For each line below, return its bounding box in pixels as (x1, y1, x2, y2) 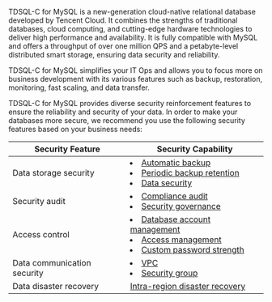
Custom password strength (141, 245, 244, 255)
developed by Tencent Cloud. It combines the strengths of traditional (8, 15, 238, 25)
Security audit (12, 196, 66, 206)
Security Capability (156, 143, 233, 155)
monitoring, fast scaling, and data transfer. (8, 83, 150, 92)
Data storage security (12, 168, 95, 178)
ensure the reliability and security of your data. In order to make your (8, 107, 238, 117)
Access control (12, 229, 70, 240)
